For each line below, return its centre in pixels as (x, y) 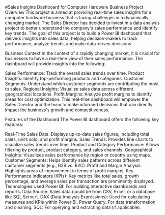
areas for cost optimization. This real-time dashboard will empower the (77, 99)
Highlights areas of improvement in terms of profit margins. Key (69, 171)
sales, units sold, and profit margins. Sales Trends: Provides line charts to (79, 139)
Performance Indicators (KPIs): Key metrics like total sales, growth (72, 176)
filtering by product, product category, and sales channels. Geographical (79, 150)
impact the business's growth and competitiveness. (57, 110)
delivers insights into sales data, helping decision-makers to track (71, 38)
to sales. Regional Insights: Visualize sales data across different (69, 89)
